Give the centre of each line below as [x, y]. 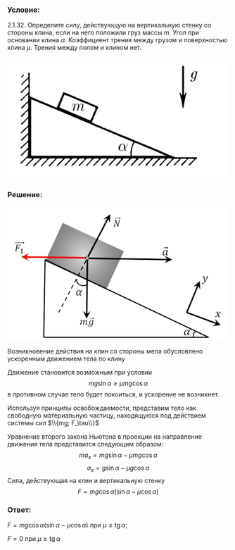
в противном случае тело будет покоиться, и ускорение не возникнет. [113, 394]
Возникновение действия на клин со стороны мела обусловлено [105, 351]
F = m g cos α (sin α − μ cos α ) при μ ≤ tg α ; [68, 525]
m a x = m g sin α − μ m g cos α [118, 456]
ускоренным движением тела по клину [66, 359]
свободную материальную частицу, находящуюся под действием [107, 415]
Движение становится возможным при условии [80, 373]
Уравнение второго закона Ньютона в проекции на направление [105, 437]
